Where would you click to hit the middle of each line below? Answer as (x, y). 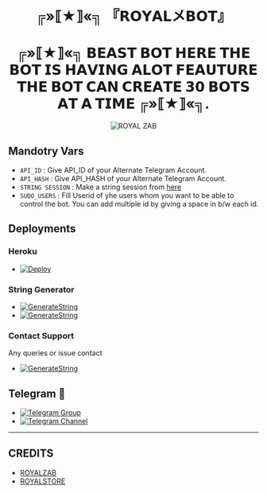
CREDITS (31, 454)
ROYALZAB (38, 472)
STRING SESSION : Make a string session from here (101, 187)
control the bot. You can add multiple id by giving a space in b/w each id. (139, 204)
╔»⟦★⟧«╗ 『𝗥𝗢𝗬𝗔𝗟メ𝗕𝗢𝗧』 (133, 16)
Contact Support (41, 336)
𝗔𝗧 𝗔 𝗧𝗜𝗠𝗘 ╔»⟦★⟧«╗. (133, 104)
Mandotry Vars (46, 151)
